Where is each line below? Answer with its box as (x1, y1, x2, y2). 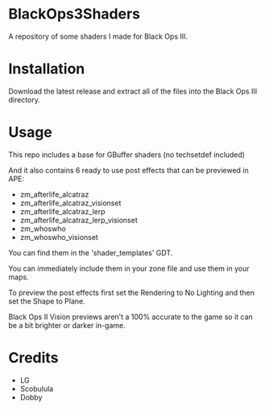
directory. (8, 94, 40, 105)
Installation (8, 60, 85, 78)
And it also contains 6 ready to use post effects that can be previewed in (8, 165, 249, 175)
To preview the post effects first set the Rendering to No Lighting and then (8, 288, 255, 297)
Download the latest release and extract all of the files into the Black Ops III (8, 86, 258, 96)
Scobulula (19, 383, 54, 393)
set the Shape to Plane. (8, 296, 86, 306)
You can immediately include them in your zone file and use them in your (8, 263, 250, 273)
